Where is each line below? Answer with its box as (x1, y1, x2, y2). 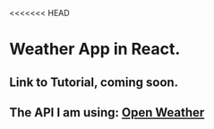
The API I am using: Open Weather (9, 105, 205, 120)
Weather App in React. (9, 39, 181, 59)
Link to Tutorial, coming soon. (9, 74, 179, 90)
